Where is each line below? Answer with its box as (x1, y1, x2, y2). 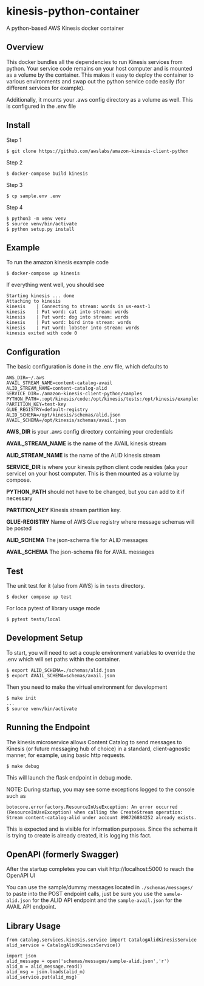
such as (6, 792, 26, 799)
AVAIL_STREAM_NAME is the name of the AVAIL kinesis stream (6, 440, 167, 447)
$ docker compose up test (6, 594, 72, 600)
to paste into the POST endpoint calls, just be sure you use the (6, 890, 163, 898)
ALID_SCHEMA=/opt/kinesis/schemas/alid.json (6, 412, 121, 418)
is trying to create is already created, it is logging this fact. (6, 831, 152, 839)
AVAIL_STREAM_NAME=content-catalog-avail (6, 380, 113, 386)
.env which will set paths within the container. (6, 655, 120, 663)
